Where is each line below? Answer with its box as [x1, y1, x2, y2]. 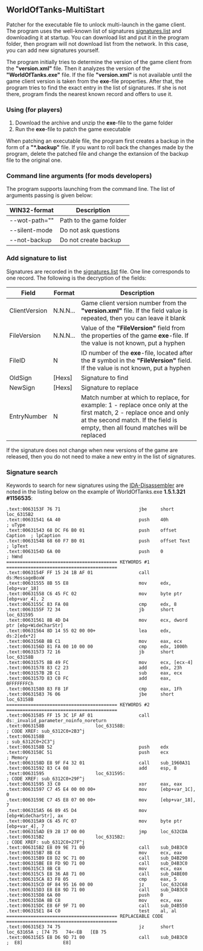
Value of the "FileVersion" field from [80, 323, 185, 332]
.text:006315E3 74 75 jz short [6, 924, 174, 930]
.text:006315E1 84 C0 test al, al [6, 908, 177, 914]
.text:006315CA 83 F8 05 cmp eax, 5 [6, 876, 177, 882]
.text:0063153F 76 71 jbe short [6, 506, 174, 512]
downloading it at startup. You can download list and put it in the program [6, 33, 189, 41]
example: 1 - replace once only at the [80, 401, 188, 409]
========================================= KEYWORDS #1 [6, 559, 150, 565]
